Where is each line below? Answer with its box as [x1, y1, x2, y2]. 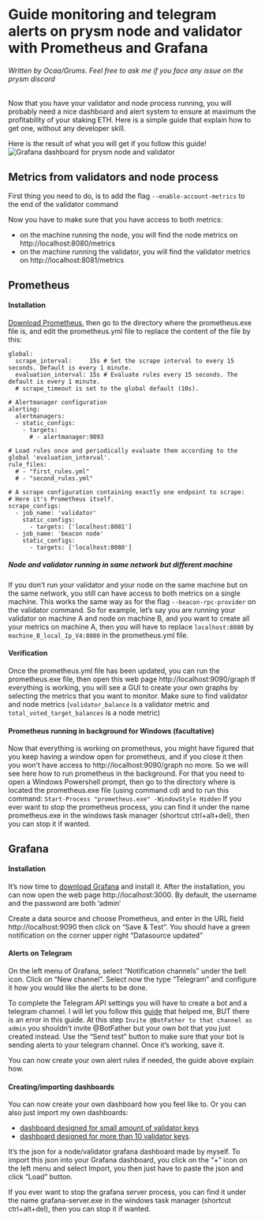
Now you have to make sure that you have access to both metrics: [8, 215, 223, 224]
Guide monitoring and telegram [8, 6, 217, 24]
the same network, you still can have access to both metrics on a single [8, 588, 241, 598]
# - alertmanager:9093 [28, 433, 104, 441]
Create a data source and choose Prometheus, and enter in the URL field [8, 914, 244, 923]
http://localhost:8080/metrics [19, 239, 116, 248]
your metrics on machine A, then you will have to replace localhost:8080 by [8, 622, 254, 631]
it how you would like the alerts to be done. [8, 982, 148, 992]
